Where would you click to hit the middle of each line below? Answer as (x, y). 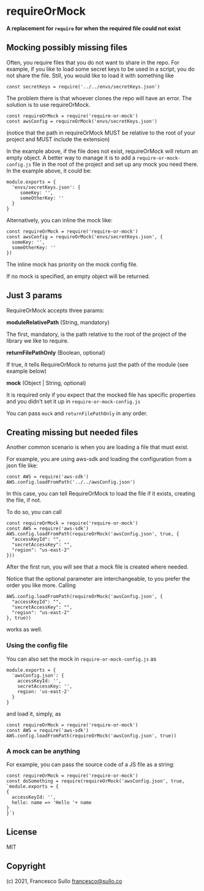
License (22, 832)
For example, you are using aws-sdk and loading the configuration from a (99, 459)
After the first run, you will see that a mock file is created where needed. (97, 567)
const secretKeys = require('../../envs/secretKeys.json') (83, 87)
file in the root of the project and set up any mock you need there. (115, 164)
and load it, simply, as (34, 714)
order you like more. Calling (41, 585)
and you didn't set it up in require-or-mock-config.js (74, 401)
